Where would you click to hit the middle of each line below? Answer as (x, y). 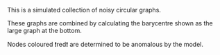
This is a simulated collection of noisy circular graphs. (84, 10)
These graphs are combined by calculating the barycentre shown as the (110, 23)
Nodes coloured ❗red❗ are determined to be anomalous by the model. (105, 44)
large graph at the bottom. (44, 31)
